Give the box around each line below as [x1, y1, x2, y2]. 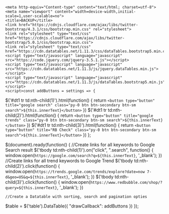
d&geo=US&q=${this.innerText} [5, 175, 69, 180]
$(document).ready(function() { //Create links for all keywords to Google [5, 141, 155, 148]
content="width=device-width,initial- [54, 9, 136, 14]
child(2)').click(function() [5, 163, 57, 169]
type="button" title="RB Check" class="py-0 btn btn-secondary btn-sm [5, 127, 156, 132]
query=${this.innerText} [5, 185, 57, 190]
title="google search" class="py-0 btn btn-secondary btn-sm [5, 103, 136, 108]
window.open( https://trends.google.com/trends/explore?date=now [5, 169, 145, 174]
